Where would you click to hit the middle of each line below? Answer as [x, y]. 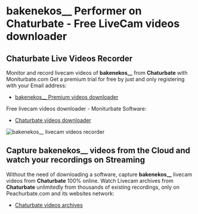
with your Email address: [36, 85]
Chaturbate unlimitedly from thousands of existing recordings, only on [93, 187]
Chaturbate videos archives [49, 205]
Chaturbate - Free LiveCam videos [93, 24]
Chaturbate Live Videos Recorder [69, 58]
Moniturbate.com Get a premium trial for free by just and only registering [95, 79]
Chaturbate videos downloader [53, 120]
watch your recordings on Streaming [75, 160]
